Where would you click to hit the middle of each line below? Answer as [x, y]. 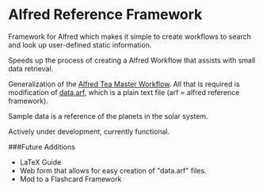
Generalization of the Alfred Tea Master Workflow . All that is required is [124, 84]
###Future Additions [42, 146]
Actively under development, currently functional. [89, 131]
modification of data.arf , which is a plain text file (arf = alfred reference [124, 92]
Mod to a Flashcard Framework [71, 179]
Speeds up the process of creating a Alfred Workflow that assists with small [132, 60]
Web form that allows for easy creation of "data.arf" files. [113, 170]
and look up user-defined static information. [80, 44]
